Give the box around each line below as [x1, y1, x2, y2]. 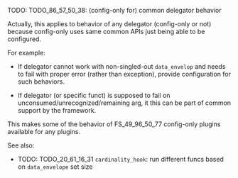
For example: [7, 49, 46, 57]
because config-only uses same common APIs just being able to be [7, 28, 205, 35]
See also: [7, 141, 35, 150]
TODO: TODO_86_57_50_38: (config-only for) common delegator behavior [7, 6, 222, 14]
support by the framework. [17, 106, 97, 114]
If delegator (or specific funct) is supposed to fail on [17, 91, 171, 99]
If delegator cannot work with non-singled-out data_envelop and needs [17, 62, 226, 70]
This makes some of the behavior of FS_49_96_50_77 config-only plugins [7, 120, 221, 128]
